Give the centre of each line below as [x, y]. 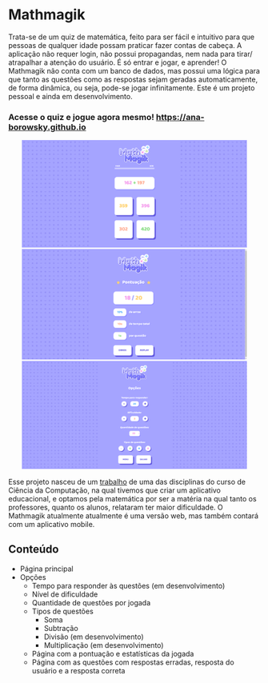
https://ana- [180, 117]
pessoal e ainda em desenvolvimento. [71, 96]
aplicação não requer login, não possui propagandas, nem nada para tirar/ [131, 54]
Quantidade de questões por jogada [91, 602]
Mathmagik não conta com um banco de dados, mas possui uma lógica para [134, 70]
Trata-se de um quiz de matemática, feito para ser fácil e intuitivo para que [131, 37]
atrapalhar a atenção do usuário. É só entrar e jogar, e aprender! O [118, 62]
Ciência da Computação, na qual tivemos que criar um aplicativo [115, 490]
